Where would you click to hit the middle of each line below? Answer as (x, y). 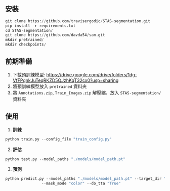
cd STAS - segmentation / (29, 30)
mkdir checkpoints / (26, 44)
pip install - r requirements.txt (40, 26)
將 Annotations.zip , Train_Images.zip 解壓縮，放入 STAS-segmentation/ (87, 92)
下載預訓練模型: (29, 74)
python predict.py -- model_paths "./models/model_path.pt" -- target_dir (83, 179)
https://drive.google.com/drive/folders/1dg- (92, 74)
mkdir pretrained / (25, 40)
